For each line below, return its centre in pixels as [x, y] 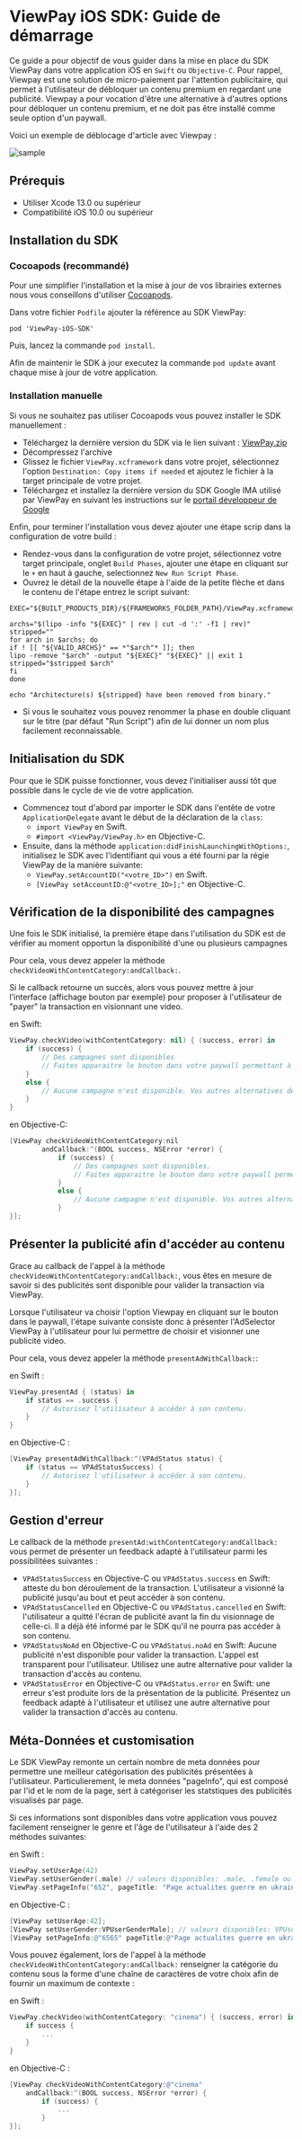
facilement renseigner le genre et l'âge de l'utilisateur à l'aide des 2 [134, 1827]
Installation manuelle [56, 395]
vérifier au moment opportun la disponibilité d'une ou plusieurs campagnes [148, 943]
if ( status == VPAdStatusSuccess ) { [94, 1468]
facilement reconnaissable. [72, 731]
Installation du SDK [64, 240]
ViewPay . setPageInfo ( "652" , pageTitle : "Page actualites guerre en [138, 1887]
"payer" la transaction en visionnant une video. [96, 1007]
